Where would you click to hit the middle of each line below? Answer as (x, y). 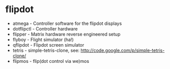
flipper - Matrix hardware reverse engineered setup (66, 34)
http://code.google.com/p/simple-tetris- (123, 50)
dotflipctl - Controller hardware (45, 28)
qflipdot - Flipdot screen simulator (48, 45)
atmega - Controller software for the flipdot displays (67, 23)
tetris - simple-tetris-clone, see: (46, 50)
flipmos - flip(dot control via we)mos (51, 61)
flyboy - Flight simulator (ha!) (43, 40)
